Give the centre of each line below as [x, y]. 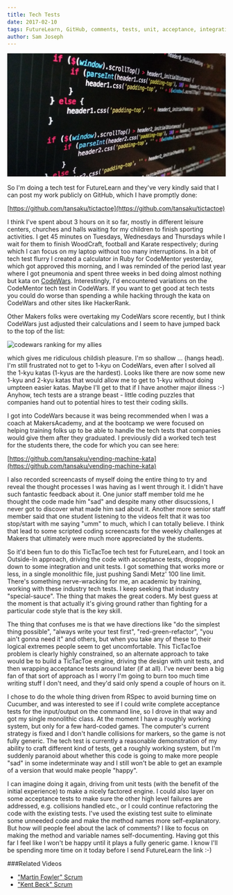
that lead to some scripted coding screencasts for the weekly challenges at [115, 531]
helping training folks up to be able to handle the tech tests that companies [114, 430]
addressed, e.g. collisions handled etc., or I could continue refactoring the [113, 805]
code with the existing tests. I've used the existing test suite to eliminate [110, 813]
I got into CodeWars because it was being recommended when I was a [108, 416]
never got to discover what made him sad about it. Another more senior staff [116, 509]
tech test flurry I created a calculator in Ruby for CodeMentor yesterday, [110, 258]
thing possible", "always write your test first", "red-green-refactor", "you [110, 631]
